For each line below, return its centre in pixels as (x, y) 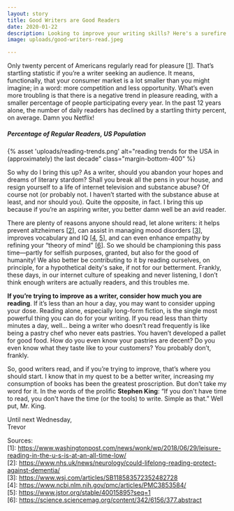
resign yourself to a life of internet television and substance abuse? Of (108, 187)
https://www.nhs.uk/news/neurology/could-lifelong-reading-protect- (117, 463)
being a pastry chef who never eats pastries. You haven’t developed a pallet (117, 333)
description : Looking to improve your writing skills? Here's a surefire (117, 33)
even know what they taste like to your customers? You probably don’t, (109, 348)
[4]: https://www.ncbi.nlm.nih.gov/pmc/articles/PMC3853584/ (97, 485)
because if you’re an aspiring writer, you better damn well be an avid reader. (117, 210)
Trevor (17, 427)
